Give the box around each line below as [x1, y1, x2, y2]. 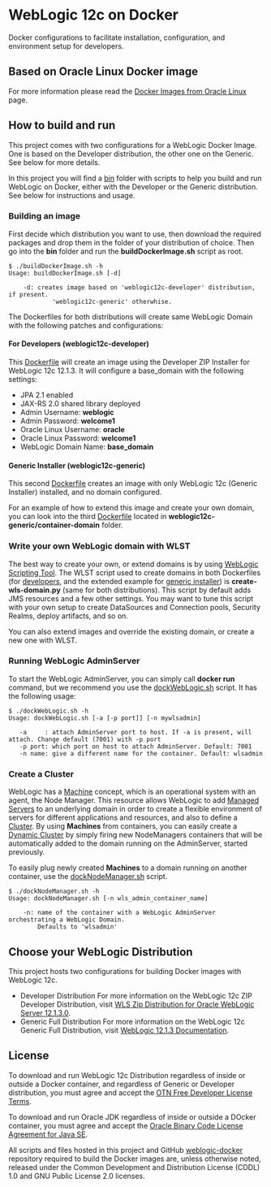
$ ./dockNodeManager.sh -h [8, 887, 100, 895]
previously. [8, 847, 45, 857]
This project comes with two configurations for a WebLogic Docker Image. [8, 140, 257, 149]
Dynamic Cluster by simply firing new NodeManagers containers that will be [8, 830, 263, 840]
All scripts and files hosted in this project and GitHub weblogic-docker [8, 1145, 243, 1155]
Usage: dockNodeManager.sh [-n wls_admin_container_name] [8, 895, 209, 903]
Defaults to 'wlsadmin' [37, 923, 118, 931]
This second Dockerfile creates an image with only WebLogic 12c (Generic [8, 479, 258, 488]
